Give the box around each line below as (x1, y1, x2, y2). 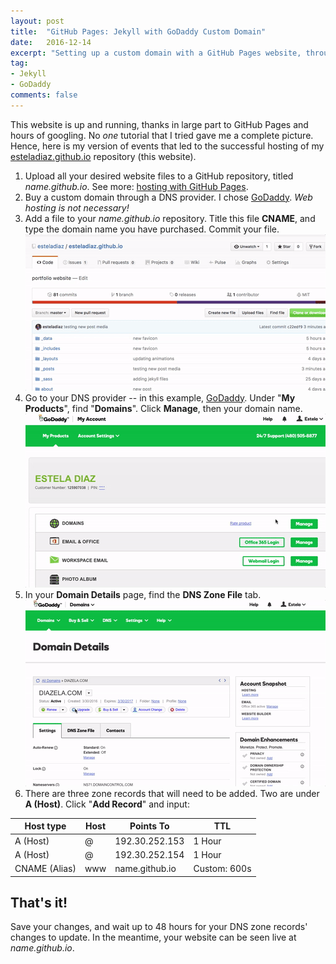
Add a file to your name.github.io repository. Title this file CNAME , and (24, 212, 316, 224)
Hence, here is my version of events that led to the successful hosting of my (10, 140, 325, 152)
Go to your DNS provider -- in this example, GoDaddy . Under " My (24, 391, 296, 404)
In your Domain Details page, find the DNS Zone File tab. (24, 588, 262, 600)
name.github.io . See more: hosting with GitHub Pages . (24, 180, 249, 192)
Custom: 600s (193, 863, 252, 874)
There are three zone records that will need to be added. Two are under (24, 787, 320, 799)
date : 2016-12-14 (10, 37, 92, 47)
